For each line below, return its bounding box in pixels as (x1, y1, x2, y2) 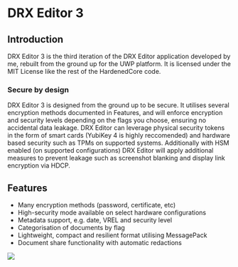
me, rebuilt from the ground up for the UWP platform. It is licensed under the (7, 60, 231, 68)
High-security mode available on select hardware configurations (17, 208, 207, 217)
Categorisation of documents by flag (17, 224, 126, 232)
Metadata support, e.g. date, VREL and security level (17, 216, 173, 224)
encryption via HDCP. (7, 161, 71, 170)
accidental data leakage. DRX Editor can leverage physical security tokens (7, 124, 225, 132)
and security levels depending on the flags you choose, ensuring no (7, 116, 207, 125)
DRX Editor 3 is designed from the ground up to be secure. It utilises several (7, 101, 229, 109)
